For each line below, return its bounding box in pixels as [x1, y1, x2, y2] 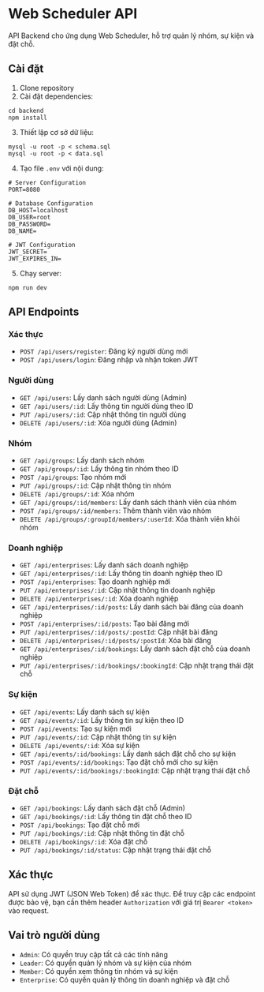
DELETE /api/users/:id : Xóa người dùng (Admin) [19, 417, 177, 427]
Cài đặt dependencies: [19, 92, 93, 101]
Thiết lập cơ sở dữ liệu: [19, 127, 95, 137]
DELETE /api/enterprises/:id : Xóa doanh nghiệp [19, 593, 179, 604]
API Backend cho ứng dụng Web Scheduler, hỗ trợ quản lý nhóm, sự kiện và [8, 31, 255, 40]
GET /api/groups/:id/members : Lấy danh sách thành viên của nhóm [19, 498, 236, 507]
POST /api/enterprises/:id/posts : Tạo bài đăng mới [19, 619, 190, 628]
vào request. [8, 905, 50, 915]
